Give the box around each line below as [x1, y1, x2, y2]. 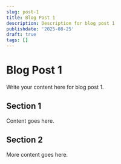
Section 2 [6, 135, 44, 145]
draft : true [6, 32, 36, 38]
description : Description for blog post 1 [6, 20, 115, 26]
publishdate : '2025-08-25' [6, 26, 74, 32]
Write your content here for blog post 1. [6, 83, 104, 91]
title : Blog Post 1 [6, 15, 56, 21]
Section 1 [6, 101, 41, 111]
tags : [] [6, 37, 28, 43]
